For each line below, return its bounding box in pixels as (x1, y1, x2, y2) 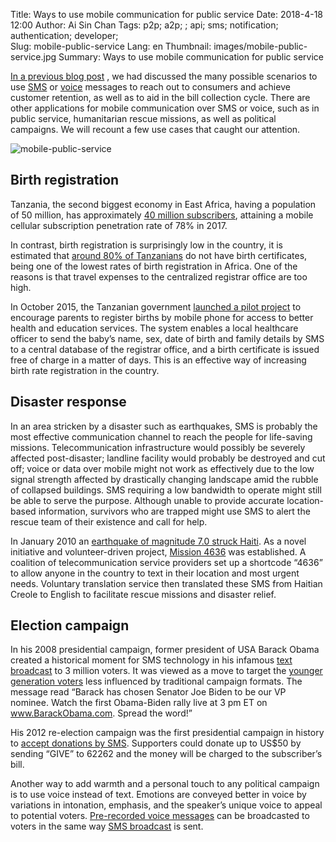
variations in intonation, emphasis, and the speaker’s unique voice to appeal (10, 799, 323, 811)
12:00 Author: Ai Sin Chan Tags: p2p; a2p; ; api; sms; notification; (10, 19, 279, 31)
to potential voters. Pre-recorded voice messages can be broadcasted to (10, 810, 310, 822)
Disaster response (10, 394, 127, 411)
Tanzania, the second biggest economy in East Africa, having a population (10, 198, 317, 210)
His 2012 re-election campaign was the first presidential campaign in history (10, 727, 325, 739)
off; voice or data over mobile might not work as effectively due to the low (10, 462, 315, 474)
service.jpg (10, 51, 57, 63)
